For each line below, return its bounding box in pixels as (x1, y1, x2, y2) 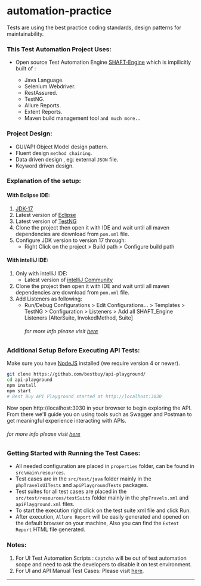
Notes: (7, 541, 27, 549)
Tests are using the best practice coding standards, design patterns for (7, 24, 181, 31)
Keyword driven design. (15, 162, 74, 169)
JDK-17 (15, 204, 33, 212)
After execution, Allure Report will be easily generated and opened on (15, 513, 190, 520)
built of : (15, 65, 36, 72)
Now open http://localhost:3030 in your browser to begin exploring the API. (7, 404, 192, 411)
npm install (7, 383, 36, 389)
